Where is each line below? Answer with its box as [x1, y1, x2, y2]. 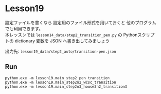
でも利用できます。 [5, 25, 43, 32]
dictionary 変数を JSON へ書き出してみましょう [14, 38, 110, 44]
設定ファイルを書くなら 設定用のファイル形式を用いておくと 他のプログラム [5, 19, 157, 25]
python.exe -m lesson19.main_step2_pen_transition [5, 75, 110, 80]
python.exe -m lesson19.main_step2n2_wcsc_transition [5, 80, 117, 85]
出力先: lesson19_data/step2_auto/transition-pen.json [5, 48, 116, 54]
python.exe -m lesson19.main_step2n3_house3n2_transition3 [5, 84, 127, 89]
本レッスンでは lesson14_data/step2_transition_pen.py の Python [5, 32, 138, 38]
